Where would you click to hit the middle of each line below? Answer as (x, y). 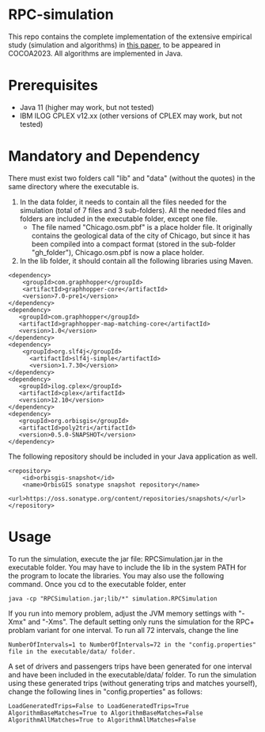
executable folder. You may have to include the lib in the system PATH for (127, 567)
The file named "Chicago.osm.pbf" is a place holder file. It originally (142, 227)
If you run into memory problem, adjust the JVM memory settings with (123, 613)
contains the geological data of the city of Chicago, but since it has (141, 235)
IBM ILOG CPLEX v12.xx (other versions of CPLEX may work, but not (131, 116)
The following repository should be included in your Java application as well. (133, 456)
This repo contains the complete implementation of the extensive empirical (130, 36)
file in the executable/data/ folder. (72, 651)
